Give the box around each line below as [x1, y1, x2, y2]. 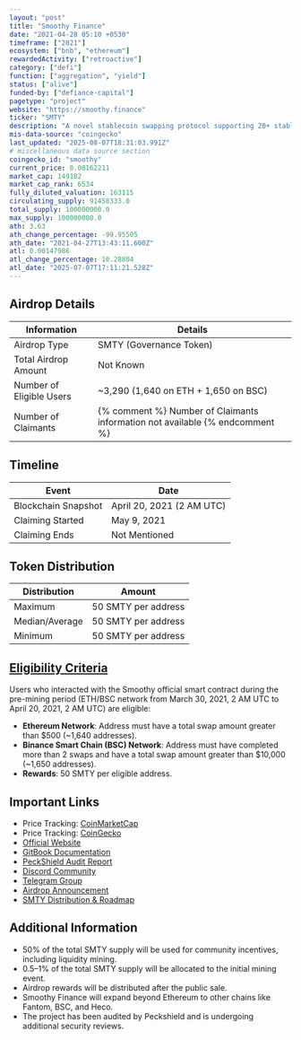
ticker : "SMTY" [9, 113, 66, 122]
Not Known [97, 358, 145, 371]
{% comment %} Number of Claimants [97, 405, 259, 417]
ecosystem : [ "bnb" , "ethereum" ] [9, 47, 130, 56]
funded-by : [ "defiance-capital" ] [9, 88, 134, 97]
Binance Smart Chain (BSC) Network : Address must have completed [21, 739, 279, 750]
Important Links [9, 794, 100, 809]
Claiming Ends [13, 529, 74, 541]
